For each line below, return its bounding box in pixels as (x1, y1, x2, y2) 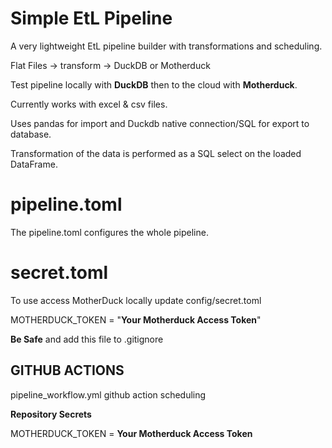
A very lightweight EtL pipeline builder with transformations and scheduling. (10, 40, 323, 52)
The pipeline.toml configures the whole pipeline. (10, 226, 209, 238)
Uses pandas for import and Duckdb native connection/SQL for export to (10, 117, 310, 129)
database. (10, 128, 52, 140)
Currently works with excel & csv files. (10, 98, 168, 110)
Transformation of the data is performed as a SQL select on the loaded (10, 147, 302, 159)
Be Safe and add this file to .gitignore (10, 333, 164, 345)
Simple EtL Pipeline (10, 7, 173, 30)
